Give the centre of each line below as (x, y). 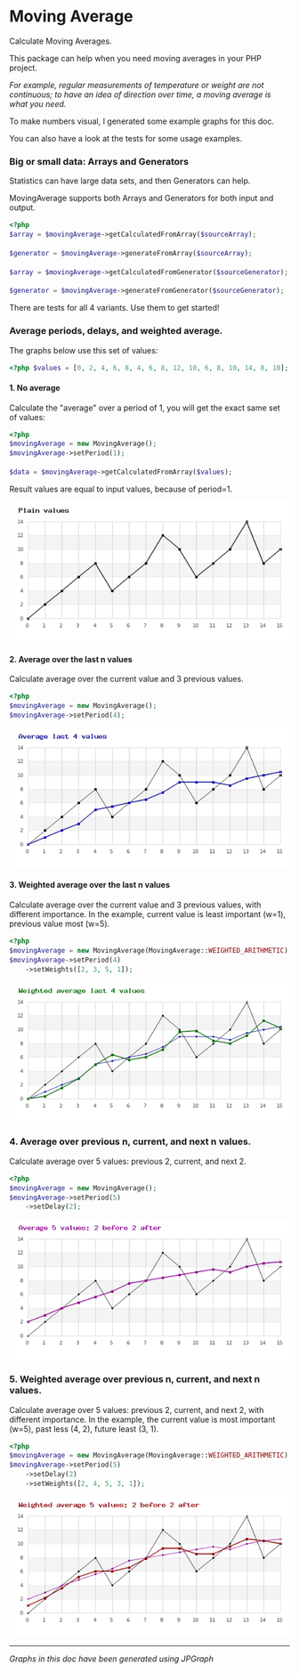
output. (22, 207)
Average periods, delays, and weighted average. (116, 331)
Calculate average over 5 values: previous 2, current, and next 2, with (137, 1409)
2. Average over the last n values (71, 659)
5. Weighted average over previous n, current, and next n (135, 1379)
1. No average (35, 388)
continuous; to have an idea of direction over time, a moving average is (140, 94)
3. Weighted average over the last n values (90, 885)
